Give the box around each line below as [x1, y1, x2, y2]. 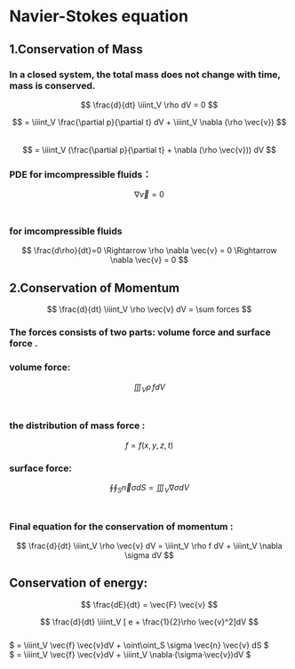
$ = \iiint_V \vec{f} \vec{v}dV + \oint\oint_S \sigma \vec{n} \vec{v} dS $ [9, 640, 269, 650]
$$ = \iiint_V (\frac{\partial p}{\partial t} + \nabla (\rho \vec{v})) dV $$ [21, 144, 277, 155]
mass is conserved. [9, 79, 96, 92]
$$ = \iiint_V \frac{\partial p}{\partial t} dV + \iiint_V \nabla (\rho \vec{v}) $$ [12, 116, 287, 127]
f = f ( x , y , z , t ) [124, 440, 174, 450]
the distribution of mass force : [9, 419, 146, 432]
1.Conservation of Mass [9, 42, 144, 57]
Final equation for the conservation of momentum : [9, 520, 234, 532]
